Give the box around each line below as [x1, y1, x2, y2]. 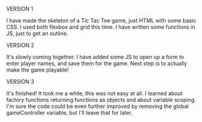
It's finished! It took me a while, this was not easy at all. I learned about [6, 90, 183, 97]
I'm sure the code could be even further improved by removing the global [6, 103, 189, 110]
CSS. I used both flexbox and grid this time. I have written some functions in [6, 24, 195, 30]
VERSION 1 [6, 5, 33, 12]
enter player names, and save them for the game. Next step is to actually [6, 60, 187, 67]
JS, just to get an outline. [6, 30, 68, 37]
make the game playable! [6, 66, 69, 73]
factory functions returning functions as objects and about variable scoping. [6, 97, 197, 103]
